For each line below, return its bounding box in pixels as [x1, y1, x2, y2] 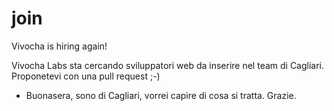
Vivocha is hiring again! [11, 40, 108, 52]
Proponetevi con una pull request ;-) [11, 70, 161, 82]
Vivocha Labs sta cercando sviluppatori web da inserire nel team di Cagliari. [11, 59, 325, 71]
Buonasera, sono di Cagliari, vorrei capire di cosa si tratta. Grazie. [25, 89, 297, 101]
